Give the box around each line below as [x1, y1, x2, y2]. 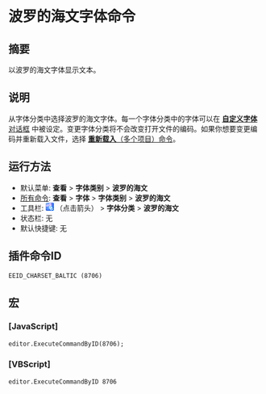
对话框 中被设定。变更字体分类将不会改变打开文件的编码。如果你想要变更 [8, 124, 251, 133]
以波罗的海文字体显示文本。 [8, 65, 101, 74]
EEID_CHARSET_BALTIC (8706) [8, 272, 103, 280]
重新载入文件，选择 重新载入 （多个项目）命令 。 [22, 134, 180, 144]
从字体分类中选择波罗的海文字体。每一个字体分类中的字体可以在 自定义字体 [8, 114, 258, 124]
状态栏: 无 [19, 213, 53, 223]
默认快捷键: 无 [19, 223, 67, 233]
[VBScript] [8, 358, 51, 370]
